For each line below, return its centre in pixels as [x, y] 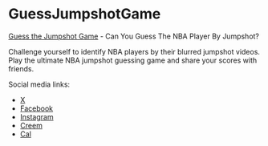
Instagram [37, 116]
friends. [21, 68]
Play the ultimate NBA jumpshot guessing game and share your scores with [133, 60]
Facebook [37, 108]
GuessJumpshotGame [85, 14]
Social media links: [39, 84]
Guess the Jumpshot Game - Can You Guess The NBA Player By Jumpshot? [134, 36]
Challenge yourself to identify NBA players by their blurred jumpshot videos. [134, 51]
